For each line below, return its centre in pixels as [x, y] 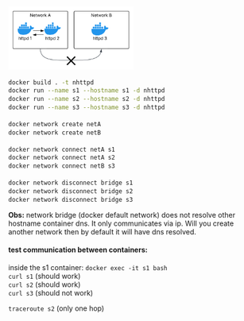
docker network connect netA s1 [62, 149]
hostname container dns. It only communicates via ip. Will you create [121, 223]
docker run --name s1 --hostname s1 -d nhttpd [87, 91]
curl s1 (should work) [45, 276]
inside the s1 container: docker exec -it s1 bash [88, 267]
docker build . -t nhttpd [51, 82]
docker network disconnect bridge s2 [71, 191]
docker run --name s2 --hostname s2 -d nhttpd [87, 99]
